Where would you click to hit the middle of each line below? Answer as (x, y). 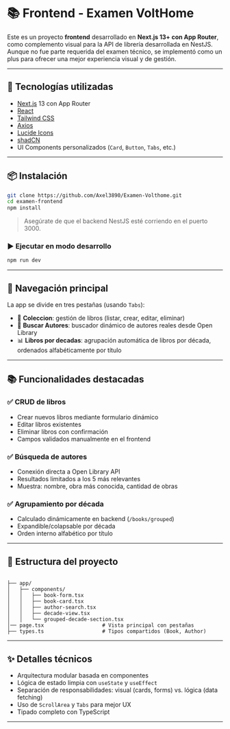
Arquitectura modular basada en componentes (83, 675)
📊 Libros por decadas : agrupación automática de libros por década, (114, 340)
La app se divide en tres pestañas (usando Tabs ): (76, 305)
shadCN (28, 140)
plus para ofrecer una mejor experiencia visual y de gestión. (92, 58)
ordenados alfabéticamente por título (69, 350)
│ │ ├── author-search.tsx (52, 607)
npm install (24, 208)
